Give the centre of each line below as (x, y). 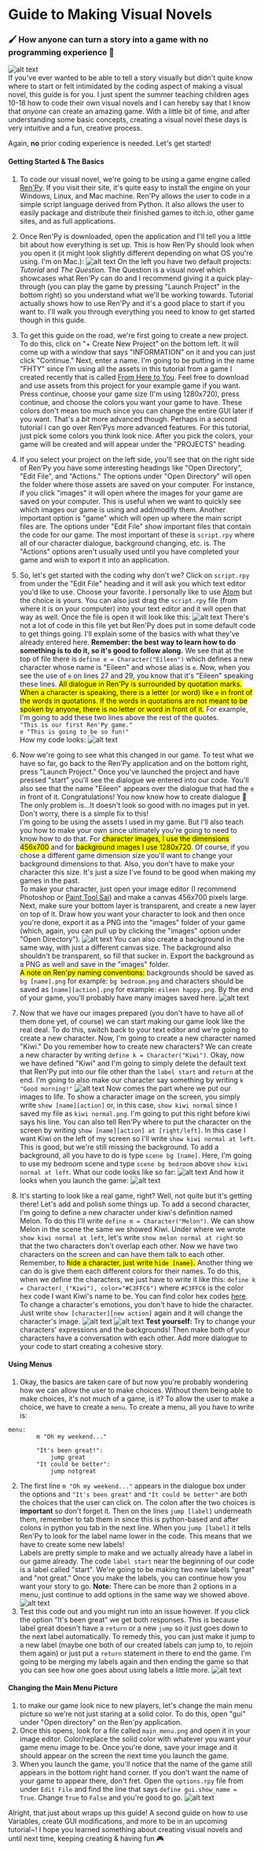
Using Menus (30, 1364)
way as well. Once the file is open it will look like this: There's (134, 617)
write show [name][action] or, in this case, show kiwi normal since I (128, 1105)
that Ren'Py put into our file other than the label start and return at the (136, 1071)
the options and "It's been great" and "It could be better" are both (133, 1494)
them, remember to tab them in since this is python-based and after (129, 1519)
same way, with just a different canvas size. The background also (125, 947)
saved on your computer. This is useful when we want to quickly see (130, 501)
